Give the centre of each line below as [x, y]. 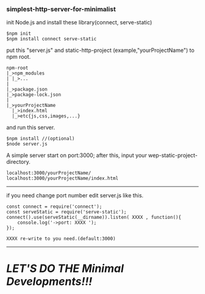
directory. [18, 162]
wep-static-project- [173, 155]
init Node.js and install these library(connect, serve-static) [79, 23]
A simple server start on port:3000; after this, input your [77, 155]
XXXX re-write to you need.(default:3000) [61, 239]
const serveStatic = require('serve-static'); [67, 212]
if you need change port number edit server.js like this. [75, 196]
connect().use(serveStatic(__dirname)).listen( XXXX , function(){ [94, 218]
